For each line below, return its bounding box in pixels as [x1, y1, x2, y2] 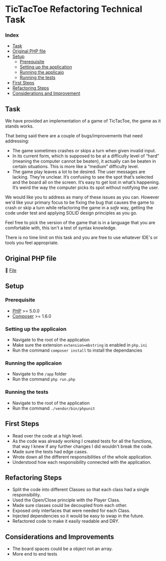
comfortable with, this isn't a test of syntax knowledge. [5, 225, 117, 231]
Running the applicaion [5, 360, 62, 367]
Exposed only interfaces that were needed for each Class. [12, 507, 131, 514]
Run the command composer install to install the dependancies [12, 347, 142, 353]
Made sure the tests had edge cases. [12, 448, 88, 454]
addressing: [5, 138, 30, 144]
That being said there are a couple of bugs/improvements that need [5, 133, 143, 139]
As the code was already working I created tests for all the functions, [12, 438, 153, 444]
